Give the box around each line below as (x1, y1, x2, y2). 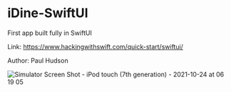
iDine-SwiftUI (7, 5, 88, 21)
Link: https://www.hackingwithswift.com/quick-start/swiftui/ (7, 42, 184, 51)
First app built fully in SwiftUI (7, 29, 93, 37)
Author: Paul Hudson (7, 56, 69, 65)
